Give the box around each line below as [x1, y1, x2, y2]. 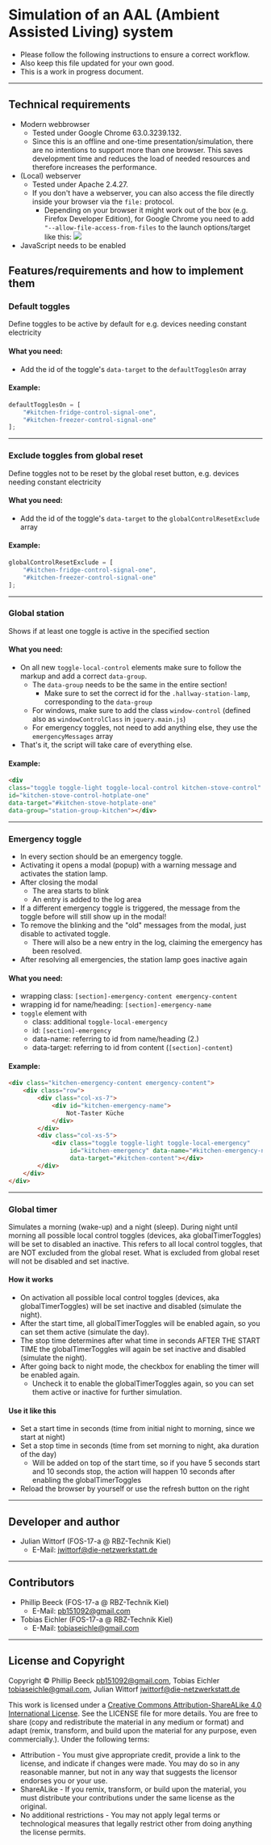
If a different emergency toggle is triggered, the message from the [19, 903, 240, 913]
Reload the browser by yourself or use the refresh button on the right [19, 1484, 250, 1493]
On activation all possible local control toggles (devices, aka [19, 1293, 220, 1302]
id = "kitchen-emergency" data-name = [69, 1146, 190, 1155]
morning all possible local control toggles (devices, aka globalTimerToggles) [8, 1231, 262, 1240]
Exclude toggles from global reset [8, 450, 144, 462]
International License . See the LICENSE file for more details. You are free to [8, 1708, 258, 1718]
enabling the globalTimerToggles [31, 1476, 142, 1485]
